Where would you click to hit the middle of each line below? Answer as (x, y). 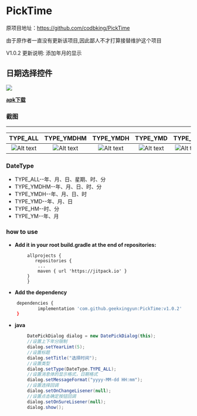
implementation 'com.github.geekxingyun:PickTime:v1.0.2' (110, 308)
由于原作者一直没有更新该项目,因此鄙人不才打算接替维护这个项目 (84, 40)
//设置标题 (39, 352)
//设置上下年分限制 (47, 342)
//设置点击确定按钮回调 (52, 396)
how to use (22, 232)
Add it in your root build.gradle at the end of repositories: (85, 245)
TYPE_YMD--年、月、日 (44, 202)
